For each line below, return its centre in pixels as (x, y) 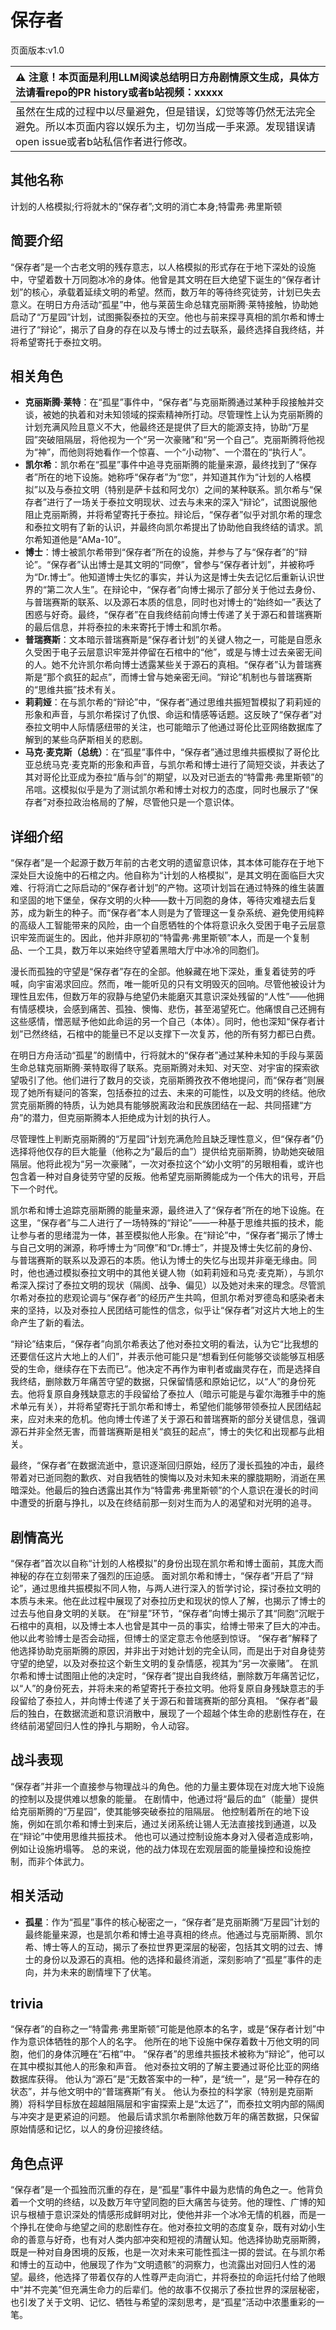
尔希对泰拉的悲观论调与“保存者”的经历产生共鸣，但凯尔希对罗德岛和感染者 (163, 1298)
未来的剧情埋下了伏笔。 (108, 1972)
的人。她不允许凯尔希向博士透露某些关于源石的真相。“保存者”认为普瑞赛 (173, 665)
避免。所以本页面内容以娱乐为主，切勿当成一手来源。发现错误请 (166, 126)
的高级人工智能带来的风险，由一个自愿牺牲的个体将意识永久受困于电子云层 (163, 925)
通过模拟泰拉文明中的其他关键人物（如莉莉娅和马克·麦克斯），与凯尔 (184, 1273)
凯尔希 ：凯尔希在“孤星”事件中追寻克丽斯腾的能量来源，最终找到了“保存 (171, 465)
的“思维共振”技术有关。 (73, 690)
